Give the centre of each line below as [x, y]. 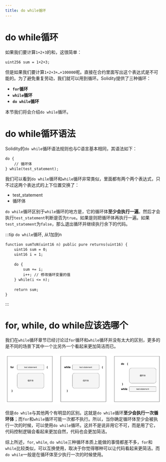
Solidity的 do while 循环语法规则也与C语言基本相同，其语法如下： [71, 148]
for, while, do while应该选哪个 [67, 325]
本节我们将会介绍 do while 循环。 [38, 112]
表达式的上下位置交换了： [53, 185]
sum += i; [33, 269]
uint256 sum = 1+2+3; [28, 62]
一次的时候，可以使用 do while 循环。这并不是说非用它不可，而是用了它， [83, 425]
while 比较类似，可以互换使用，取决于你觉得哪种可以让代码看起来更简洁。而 [83, 448]
